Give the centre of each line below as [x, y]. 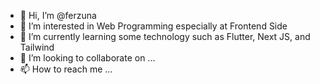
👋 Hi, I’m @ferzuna [58, 15]
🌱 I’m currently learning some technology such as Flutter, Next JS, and [165, 36]
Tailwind [37, 47]
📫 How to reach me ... [66, 69]
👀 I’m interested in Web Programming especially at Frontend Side [153, 26]
